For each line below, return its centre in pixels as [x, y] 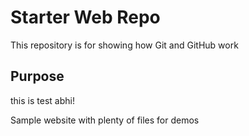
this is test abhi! [42, 100]
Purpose [37, 76]
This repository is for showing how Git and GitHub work [124, 45]
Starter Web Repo [85, 17]
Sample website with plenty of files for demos [105, 120]
